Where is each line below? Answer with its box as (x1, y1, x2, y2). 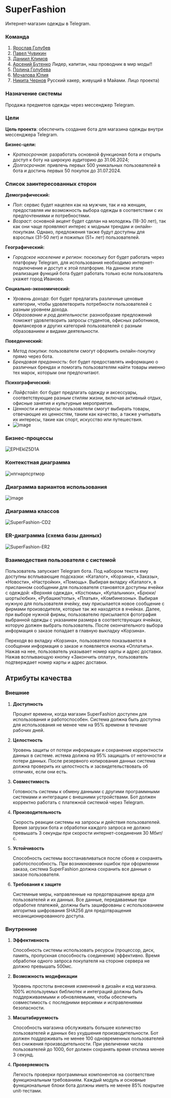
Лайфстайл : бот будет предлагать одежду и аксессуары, (12, 389, 138, 396)
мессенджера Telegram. (5, 131, 59, 137)
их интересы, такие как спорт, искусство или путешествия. (12, 417, 143, 423)
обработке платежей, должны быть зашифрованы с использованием (12, 902, 164, 908)
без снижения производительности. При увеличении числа (12, 1040, 143, 1047)
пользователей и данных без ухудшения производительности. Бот (12, 1030, 159, 1036)
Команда (5, 33, 30, 40)
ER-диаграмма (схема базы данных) (5, 532, 102, 539)
